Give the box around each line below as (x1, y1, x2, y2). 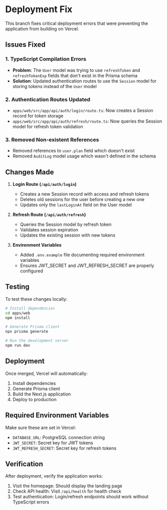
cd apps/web (5, 310, 30, 316)
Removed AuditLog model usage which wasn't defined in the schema (12, 153, 156, 159)
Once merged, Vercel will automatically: (5, 370, 88, 376)
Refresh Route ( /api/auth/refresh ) (12, 212, 86, 218)
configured (20, 268, 43, 274)
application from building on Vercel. (5, 25, 79, 31)
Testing (5, 283, 30, 291)
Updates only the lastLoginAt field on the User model (20, 202, 132, 208)
